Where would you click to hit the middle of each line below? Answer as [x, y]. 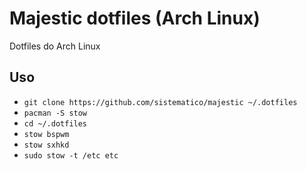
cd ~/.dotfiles [55, 123]
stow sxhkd [46, 145]
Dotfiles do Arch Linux [55, 46]
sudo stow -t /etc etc [71, 155]
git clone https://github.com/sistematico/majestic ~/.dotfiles [160, 102]
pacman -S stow [55, 113]
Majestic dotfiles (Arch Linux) [135, 18]
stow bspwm [46, 134]
